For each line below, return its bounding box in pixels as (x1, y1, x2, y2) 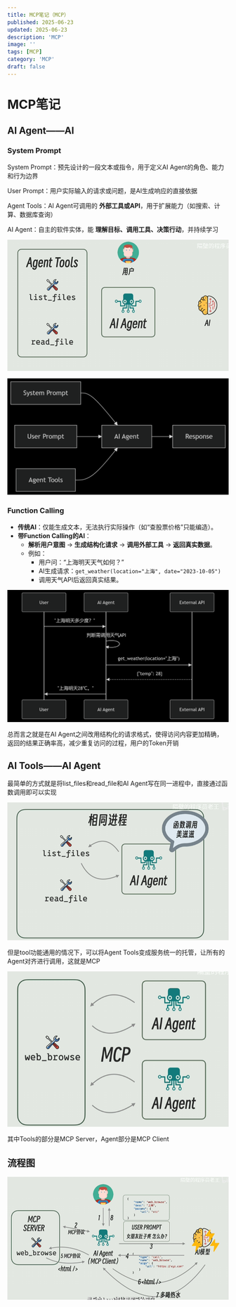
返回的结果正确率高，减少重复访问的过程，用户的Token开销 (7, 739, 179, 747)
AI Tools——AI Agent (7, 759, 101, 772)
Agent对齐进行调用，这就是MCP (7, 957, 100, 965)
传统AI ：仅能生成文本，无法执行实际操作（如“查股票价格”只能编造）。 (17, 523, 218, 531)
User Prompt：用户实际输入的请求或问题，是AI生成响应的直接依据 (7, 186, 198, 195)
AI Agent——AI (7, 125, 74, 137)
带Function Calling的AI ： (17, 531, 91, 540)
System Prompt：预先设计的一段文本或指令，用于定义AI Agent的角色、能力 (7, 162, 225, 171)
